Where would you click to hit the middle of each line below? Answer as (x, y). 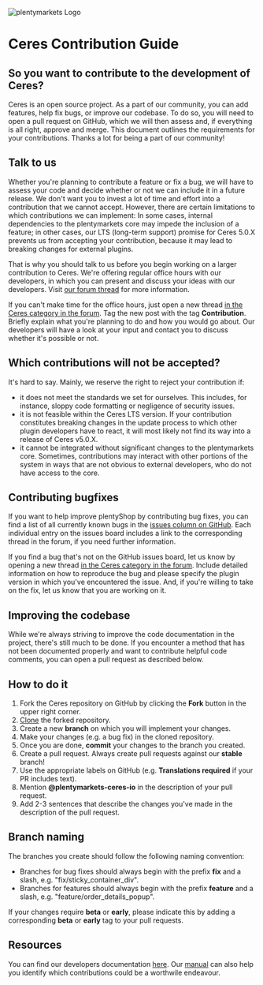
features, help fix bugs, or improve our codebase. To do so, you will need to (131, 113)
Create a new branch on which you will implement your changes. (125, 728)
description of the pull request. (70, 812)
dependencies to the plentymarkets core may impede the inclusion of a (124, 223)
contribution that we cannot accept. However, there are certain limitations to (132, 207)
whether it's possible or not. (54, 338)
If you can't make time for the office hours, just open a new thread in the (126, 305)
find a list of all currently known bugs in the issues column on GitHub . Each (130, 525)
